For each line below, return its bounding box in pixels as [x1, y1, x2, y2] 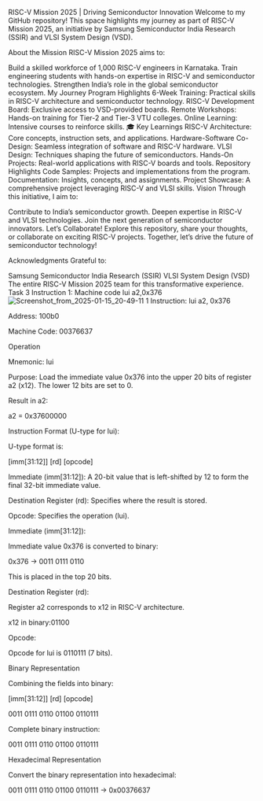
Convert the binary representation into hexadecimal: [8, 770, 177, 779]
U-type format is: [8, 441, 64, 451]
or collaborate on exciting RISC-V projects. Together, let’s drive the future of [8, 232, 254, 242]
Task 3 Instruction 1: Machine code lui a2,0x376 [8, 288, 163, 297]
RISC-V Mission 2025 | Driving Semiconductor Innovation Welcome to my [8, 8, 246, 17]
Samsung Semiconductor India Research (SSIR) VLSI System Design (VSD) [8, 271, 250, 280]
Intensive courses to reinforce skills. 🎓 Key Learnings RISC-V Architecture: [8, 122, 252, 131]
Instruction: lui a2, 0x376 [150, 296, 231, 305]
